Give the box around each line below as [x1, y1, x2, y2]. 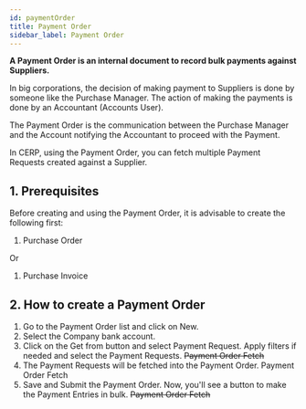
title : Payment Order [9, 22, 92, 31]
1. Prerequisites [9, 184, 100, 199]
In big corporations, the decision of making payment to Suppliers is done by [9, 83, 295, 94]
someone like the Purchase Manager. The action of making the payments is [9, 92, 293, 103]
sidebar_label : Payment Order [9, 30, 125, 39]
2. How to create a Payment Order [9, 297, 206, 312]
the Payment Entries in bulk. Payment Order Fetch [22, 389, 211, 400]
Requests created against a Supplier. [9, 157, 148, 168]
